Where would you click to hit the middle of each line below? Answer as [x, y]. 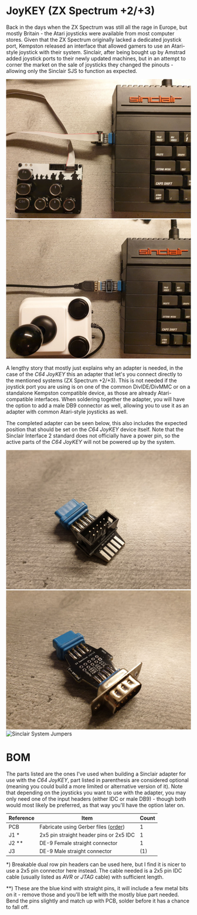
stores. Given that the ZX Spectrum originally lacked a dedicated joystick [94, 39]
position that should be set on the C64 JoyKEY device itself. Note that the [95, 429]
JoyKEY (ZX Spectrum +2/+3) [81, 11]
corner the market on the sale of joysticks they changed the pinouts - [90, 64]
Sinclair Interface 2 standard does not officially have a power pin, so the [93, 435]
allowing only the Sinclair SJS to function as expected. [72, 71]
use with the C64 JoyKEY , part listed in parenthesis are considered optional [97, 780]
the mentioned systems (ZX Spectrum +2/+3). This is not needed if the [91, 380]
